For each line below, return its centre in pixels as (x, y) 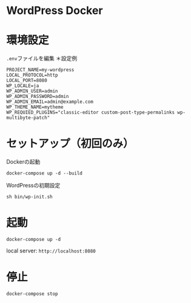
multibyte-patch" (28, 118)
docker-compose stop (32, 294)
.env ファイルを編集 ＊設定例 (42, 58)
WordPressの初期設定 (33, 186)
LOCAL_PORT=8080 (27, 81)
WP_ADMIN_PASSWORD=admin (38, 97)
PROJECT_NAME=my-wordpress (40, 70)
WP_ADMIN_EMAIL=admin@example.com (50, 102)
